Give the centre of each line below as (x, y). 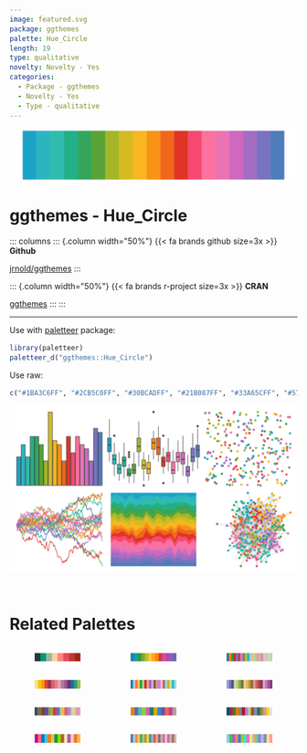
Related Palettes (73, 624)
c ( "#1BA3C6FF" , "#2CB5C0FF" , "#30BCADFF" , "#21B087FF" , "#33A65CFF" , (145, 392)
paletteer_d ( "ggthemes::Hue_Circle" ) (81, 357)
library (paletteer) (47, 348)
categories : (32, 78)
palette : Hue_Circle (49, 38)
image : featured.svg (49, 19)
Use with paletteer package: (63, 329)
